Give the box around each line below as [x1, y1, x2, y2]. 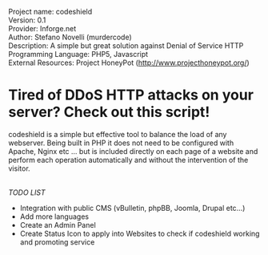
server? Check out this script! [8, 103, 210, 121]
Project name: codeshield [8, 7, 93, 16]
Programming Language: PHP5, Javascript [8, 50, 149, 59]
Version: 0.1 [8, 15, 46, 25]
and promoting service [19, 237, 95, 247]
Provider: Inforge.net [8, 24, 77, 33]
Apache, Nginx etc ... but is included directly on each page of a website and [8, 146, 258, 156]
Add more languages [19, 212, 90, 221]
